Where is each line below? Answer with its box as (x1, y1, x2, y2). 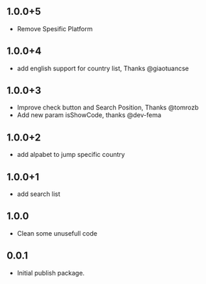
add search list (16, 190, 61, 198)
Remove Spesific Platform (16, 24, 93, 33)
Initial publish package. (16, 268, 85, 277)
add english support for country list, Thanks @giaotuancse (16, 64, 190, 72)
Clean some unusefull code (16, 229, 97, 237)
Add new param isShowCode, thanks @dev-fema (16, 111, 161, 119)
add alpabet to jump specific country (16, 151, 125, 159)
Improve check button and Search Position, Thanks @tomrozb (16, 103, 200, 112)
